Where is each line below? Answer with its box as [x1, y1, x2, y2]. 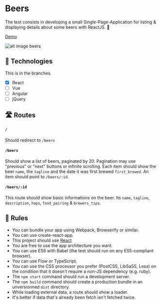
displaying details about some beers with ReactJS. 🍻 [5, 24, 110, 30]
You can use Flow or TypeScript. [12, 258, 78, 264]
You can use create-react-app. [12, 232, 74, 238]
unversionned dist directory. [12, 284, 70, 290]
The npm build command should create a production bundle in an [12, 279, 143, 285]
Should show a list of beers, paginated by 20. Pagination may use [5, 158, 136, 164]
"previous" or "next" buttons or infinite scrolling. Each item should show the [5, 163, 156, 169]
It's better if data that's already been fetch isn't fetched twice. [12, 294, 136, 300]
